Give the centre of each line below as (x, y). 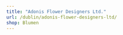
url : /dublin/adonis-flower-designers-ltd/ (62, 17)
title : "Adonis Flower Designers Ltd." (56, 12)
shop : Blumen (23, 23)
